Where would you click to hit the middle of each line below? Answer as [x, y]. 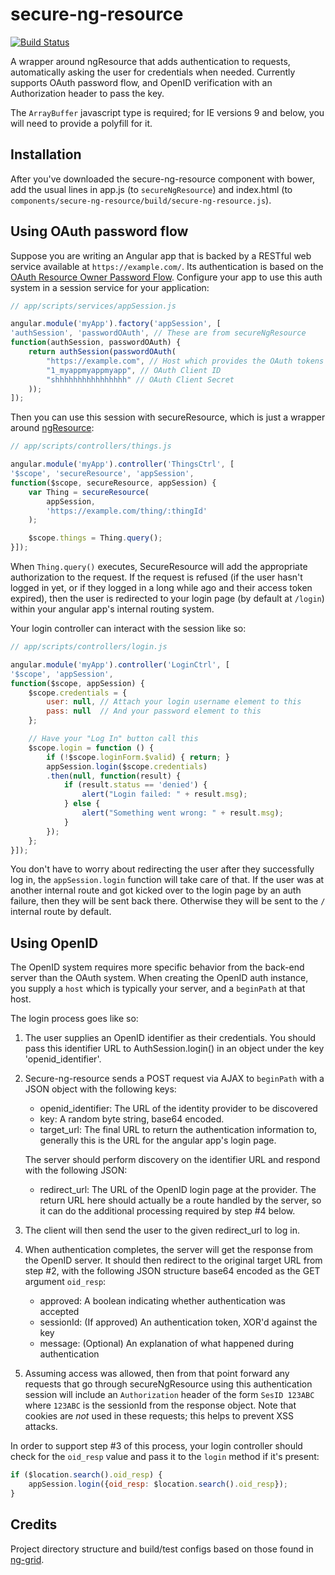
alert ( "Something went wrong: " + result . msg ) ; [182, 813]
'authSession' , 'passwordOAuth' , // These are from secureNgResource [158, 333]
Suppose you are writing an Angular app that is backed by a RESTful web [161, 255]
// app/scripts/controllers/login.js [89, 647]
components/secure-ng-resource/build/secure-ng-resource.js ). [141, 200]
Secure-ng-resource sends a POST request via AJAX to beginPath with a [174, 1079]
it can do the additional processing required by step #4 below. [167, 1211]
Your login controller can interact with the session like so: [128, 629]
